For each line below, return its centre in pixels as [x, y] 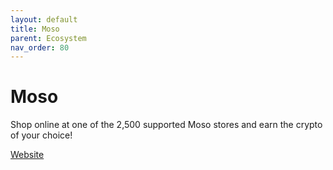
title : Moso [35, 29]
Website [27, 155]
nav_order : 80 [40, 47]
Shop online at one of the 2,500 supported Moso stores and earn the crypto [166, 125]
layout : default [44, 19]
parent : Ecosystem [48, 38]
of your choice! [41, 135]
